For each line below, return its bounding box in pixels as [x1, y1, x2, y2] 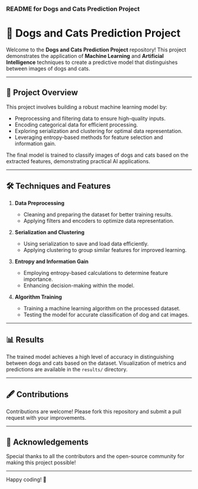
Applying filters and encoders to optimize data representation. [23, 218, 174, 225]
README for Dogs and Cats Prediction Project [6, 5, 140, 13]
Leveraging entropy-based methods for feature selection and [14, 134, 163, 141]
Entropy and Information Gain [14, 258, 89, 265]
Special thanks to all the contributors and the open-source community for [6, 452, 184, 459]
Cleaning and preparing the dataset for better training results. [23, 211, 173, 218]
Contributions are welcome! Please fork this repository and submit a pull [6, 408, 181, 415]
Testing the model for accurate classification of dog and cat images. [23, 311, 190, 318]
